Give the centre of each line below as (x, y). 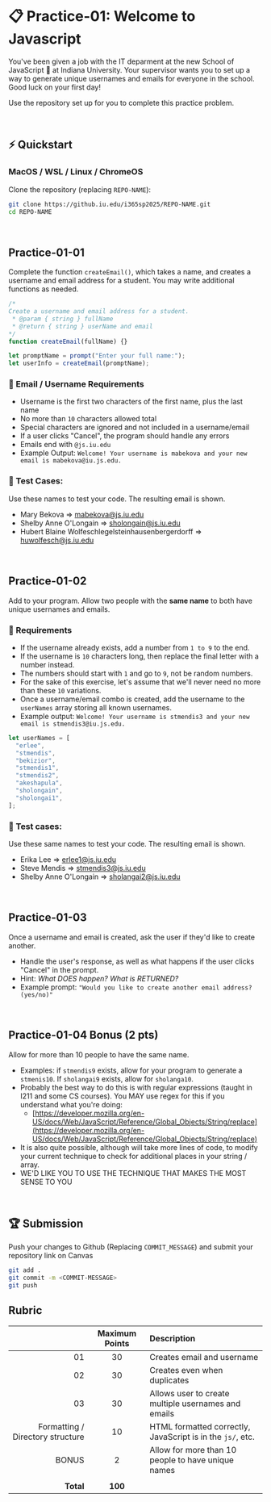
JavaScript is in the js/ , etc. (202, 1437)
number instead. (47, 664)
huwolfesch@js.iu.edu (57, 540)
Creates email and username (204, 1357)
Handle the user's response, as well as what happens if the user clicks (137, 961)
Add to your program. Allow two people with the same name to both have (130, 600)
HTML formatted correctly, (200, 1426)
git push (23, 1286)
